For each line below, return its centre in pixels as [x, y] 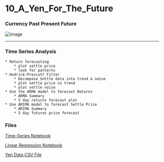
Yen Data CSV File [23, 155]
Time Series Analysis [31, 52]
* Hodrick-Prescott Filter [32, 74]
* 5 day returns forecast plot [46, 100]
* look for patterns [35, 70]
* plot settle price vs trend [45, 83]
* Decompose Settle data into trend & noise [60, 79]
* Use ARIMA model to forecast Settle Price [51, 104]
